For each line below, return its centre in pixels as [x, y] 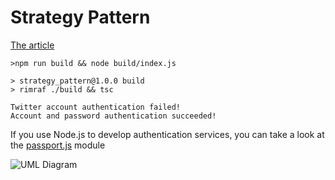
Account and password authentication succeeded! [113, 116]
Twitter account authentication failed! [96, 107]
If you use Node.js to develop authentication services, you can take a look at [167, 134]
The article [32, 45]
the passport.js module [58, 145]
